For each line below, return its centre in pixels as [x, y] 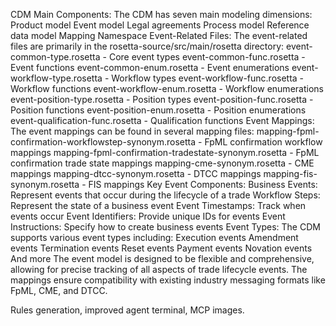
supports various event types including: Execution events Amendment [154, 237]
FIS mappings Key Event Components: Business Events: [203, 184]
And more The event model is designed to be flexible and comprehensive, [162, 258]
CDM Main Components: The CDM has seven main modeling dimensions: [161, 14]
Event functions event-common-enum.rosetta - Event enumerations [150, 67]
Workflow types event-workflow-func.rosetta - [208, 78]
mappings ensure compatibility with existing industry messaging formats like [168, 280]
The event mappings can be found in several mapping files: [132, 131]
